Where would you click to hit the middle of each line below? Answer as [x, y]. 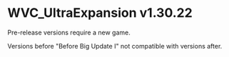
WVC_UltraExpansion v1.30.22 [100, 13]
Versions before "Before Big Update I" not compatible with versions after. [115, 46]
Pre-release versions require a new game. [69, 32]
